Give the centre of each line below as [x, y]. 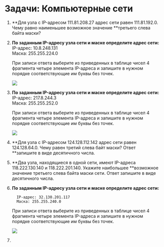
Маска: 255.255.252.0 [35, 103]
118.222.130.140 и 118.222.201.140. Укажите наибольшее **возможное [85, 168]
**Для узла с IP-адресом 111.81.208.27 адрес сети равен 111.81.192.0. [85, 22]
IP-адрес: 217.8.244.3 [34, 98]
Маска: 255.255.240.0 [39, 201]
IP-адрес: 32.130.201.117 [43, 197]
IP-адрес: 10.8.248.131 [35, 48]
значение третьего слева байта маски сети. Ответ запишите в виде [84, 173]
